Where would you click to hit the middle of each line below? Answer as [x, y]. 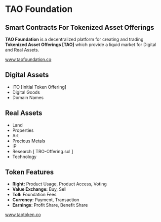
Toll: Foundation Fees [34, 195]
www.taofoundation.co [28, 59]
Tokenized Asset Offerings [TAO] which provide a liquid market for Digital [81, 45]
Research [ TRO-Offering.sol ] [42, 151]
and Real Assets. [22, 50]
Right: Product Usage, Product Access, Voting [60, 184]
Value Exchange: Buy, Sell [39, 189]
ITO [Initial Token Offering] [39, 87]
